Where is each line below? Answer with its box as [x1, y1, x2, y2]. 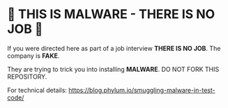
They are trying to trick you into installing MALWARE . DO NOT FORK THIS [7, 65, 220, 73]
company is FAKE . [7, 52, 60, 60]
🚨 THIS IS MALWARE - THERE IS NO [7, 6, 215, 22]
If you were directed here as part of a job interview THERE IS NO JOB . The [7, 44, 221, 52]
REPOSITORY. [7, 72, 47, 81]
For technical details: [7, 86, 68, 94]
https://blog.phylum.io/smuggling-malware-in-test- [68, 86, 215, 94]
